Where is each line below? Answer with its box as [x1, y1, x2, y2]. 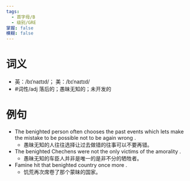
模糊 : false [6, 31, 34, 36]
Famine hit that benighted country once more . [14, 162, 128, 168]
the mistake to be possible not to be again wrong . [14, 135, 136, 141]
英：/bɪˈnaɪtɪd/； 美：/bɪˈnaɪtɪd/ [14, 78, 90, 85]
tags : [6, 8, 19, 15]
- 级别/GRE [11, 19, 36, 25]
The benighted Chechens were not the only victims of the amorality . [14, 148, 181, 155]
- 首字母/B [11, 14, 35, 20]
